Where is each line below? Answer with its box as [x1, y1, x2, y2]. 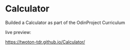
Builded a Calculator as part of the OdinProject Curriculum [5, 19, 125, 25]
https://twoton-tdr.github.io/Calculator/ [5, 38, 85, 45]
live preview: [5, 29, 31, 35]
